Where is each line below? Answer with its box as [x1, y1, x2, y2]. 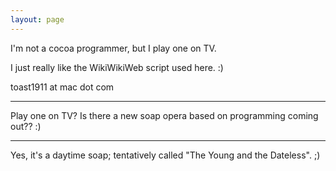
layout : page [10, 14, 65, 25]
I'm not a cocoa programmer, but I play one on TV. [10, 42, 217, 54]
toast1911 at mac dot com [10, 81, 115, 93]
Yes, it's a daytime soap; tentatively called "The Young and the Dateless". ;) [10, 149, 321, 161]
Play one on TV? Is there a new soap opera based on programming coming [10, 109, 319, 121]
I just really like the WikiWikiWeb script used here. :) [10, 61, 224, 73]
